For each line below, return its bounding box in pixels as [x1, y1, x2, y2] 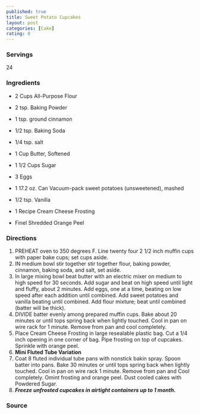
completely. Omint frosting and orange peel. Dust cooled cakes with [14, 374, 182, 381]
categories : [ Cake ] [6, 25, 55, 32]
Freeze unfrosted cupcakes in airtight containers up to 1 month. [14, 387, 176, 394]
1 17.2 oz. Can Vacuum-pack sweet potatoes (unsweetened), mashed [14, 184, 185, 192]
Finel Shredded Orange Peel [14, 219, 85, 226]
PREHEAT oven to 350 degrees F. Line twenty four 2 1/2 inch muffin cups [14, 247, 194, 255]
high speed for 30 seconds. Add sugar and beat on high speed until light [14, 279, 193, 286]
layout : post [6, 20, 39, 26]
